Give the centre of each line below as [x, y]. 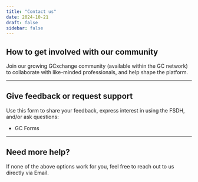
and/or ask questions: [32, 117]
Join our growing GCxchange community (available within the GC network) [97, 66]
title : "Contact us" [32, 11]
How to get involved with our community [82, 52]
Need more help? [38, 152]
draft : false [22, 22]
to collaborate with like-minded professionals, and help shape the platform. [97, 72]
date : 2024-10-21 [27, 17]
